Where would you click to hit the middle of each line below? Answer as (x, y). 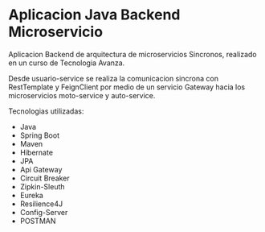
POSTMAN (38, 221)
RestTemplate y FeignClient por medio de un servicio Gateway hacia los (127, 87)
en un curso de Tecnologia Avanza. (67, 63)
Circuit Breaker (45, 178)
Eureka (32, 195)
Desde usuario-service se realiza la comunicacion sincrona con (114, 78)
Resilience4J (41, 204)
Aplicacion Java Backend (94, 15)
